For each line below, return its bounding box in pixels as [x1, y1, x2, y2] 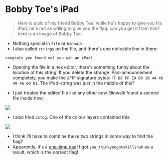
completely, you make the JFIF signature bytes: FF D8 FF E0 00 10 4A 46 [12, 74, 163, 80]
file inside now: [12, 95, 44, 101]
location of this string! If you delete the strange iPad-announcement [12, 69, 153, 75]
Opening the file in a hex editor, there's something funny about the [12, 64, 150, 70]
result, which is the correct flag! [12, 149, 79, 155]
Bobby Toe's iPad [5, 3, 79, 15]
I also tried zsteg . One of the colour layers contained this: [12, 114, 131, 120]
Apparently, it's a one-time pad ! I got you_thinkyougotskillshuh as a [12, 143, 153, 149]
